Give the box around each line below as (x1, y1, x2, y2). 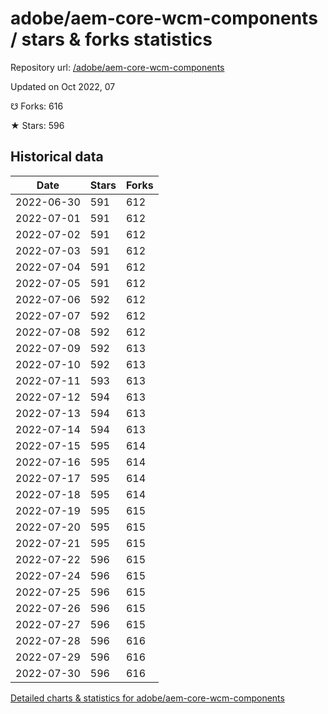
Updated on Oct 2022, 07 (10, 80, 116, 92)
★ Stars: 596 (10, 119, 65, 131)
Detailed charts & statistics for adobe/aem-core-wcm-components (10, 692, 285, 704)
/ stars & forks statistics (10, 28, 213, 51)
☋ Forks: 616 (10, 100, 64, 112)
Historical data (10, 148, 104, 166)
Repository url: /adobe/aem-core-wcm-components (10, 61, 225, 73)
